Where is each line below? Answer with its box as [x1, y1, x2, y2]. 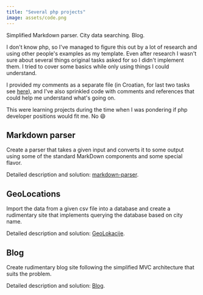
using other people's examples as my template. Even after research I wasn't [6, 49, 197, 57]
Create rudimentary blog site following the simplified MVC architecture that [6, 263, 194, 271]
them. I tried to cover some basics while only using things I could [6, 62, 169, 70]
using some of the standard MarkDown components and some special [6, 153, 183, 160]
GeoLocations [6, 189, 61, 199]
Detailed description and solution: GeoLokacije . [6, 230, 125, 237]
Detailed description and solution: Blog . [6, 282, 105, 289]
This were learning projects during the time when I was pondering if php [6, 106, 188, 113]
